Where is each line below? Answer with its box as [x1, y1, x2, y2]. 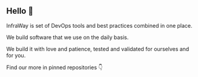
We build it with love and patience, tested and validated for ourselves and [6, 45, 190, 52]
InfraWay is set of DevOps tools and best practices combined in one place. [6, 22, 193, 29]
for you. [6, 52, 26, 59]
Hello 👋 [6, 6, 34, 16]
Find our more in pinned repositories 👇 [6, 64, 103, 71]
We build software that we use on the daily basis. [6, 34, 129, 41]
